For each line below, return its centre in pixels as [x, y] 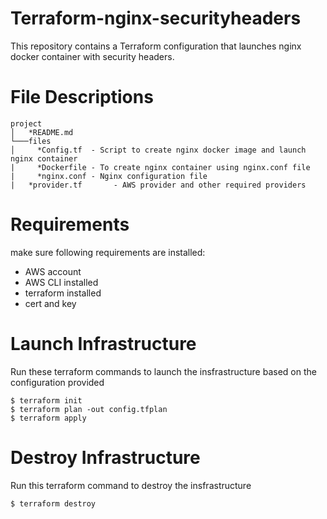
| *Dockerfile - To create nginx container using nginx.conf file [160, 167]
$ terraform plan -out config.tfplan [89, 409]
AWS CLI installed [61, 282]
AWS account [53, 271]
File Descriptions [82, 97]
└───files [31, 141]
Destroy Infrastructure [105, 457]
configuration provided [57, 382]
